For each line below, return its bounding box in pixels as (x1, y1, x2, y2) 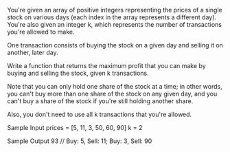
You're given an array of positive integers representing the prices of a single (7, 6, 222, 14)
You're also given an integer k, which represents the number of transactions (7, 21, 222, 28)
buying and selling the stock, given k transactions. (7, 69, 149, 77)
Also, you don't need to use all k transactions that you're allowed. (7, 110, 192, 118)
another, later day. (7, 48, 58, 56)
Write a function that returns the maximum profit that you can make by (7, 62, 206, 69)
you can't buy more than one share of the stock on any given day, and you (7, 89, 218, 98)
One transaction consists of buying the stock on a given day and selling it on (7, 41, 223, 49)
